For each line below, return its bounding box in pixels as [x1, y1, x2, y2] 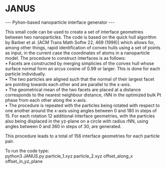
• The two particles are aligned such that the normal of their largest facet [5, 76, 155, 82]
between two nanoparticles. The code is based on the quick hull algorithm [5, 34, 157, 40]
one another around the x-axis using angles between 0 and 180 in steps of [5, 107, 157, 114]
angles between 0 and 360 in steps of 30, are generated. [5, 123, 121, 129]
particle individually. [5, 71, 46, 77]
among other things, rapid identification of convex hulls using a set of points [5, 44, 161, 50]
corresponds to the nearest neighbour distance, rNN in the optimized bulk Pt [5, 92, 162, 98]
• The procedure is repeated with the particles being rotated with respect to [5, 102, 160, 108]
